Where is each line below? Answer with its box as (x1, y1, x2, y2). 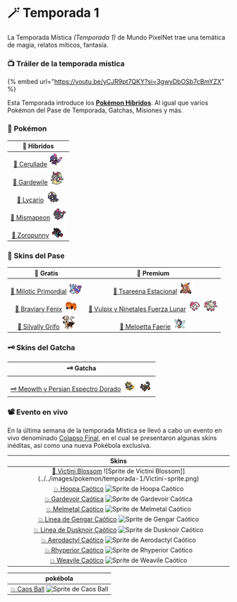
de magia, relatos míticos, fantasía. (7, 40, 109, 49)
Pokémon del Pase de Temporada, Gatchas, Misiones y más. (7, 106, 183, 114)
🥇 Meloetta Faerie (119, 322, 171, 331)
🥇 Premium (136, 268, 170, 277)
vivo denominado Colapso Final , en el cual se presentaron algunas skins (7, 433, 217, 442)
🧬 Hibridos (22, 142, 54, 150)
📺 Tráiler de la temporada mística (7, 59, 125, 69)
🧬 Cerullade (13, 160, 48, 169)
